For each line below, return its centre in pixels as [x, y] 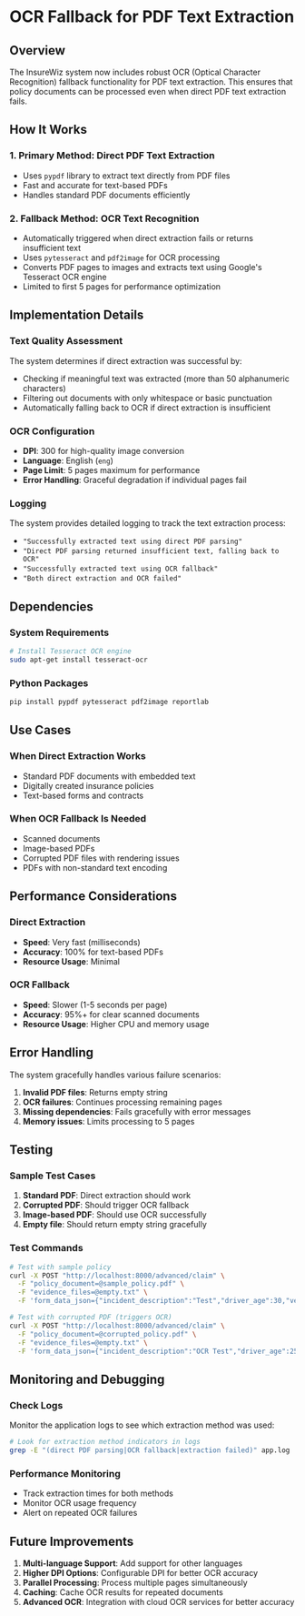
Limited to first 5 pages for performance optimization [121, 286]
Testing [31, 1150]
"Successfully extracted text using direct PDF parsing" [133, 542]
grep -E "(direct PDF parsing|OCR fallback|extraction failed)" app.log [150, 1450]
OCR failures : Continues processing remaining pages [122, 1102]
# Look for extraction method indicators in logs [105, 1442]
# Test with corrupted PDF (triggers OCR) [91, 1318]
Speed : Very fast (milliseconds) [81, 942]
